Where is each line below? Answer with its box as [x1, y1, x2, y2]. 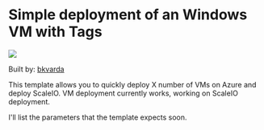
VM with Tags [8, 22, 103, 41]
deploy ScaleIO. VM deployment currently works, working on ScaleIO [8, 88, 238, 98]
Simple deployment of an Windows [8, 6, 248, 24]
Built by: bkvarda [8, 64, 65, 74]
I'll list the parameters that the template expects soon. [8, 112, 187, 122]
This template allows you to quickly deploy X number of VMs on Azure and [8, 79, 257, 89]
